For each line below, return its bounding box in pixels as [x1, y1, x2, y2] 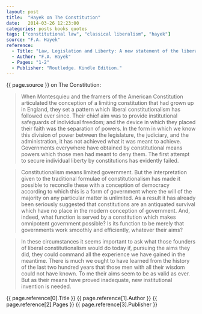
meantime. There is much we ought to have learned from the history [20, 257, 190, 265]
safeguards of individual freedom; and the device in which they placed [20, 119, 196, 126]
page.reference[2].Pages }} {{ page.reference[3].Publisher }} [6, 301, 158, 308]
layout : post [6, 8, 39, 15]
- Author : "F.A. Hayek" [11, 54, 71, 60]
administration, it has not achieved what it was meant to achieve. [20, 138, 182, 145]
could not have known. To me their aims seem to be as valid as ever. [20, 270, 191, 277]
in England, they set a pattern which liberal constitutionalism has [20, 106, 181, 113]
